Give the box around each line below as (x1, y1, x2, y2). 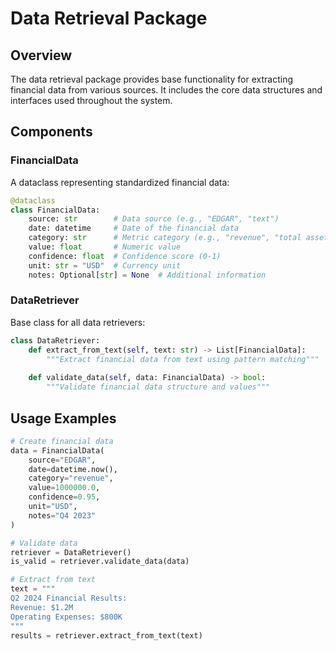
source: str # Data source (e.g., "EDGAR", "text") (28, 214, 280, 224)
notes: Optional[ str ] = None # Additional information (28, 270, 267, 280)
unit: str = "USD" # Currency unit (28, 260, 182, 271)
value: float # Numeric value (28, 242, 182, 252)
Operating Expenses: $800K (10, 612, 123, 622)
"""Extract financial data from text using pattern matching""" (46, 354, 320, 364)
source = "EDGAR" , (28, 455, 97, 465)
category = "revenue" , (28, 473, 114, 484)
